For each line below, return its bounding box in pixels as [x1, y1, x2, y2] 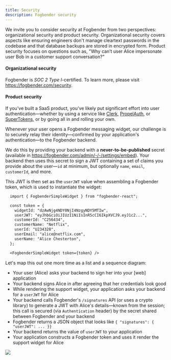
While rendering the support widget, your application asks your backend [12, 286, 165, 292]
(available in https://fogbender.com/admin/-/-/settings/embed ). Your [5, 152, 150, 158]
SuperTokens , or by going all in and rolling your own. [5, 116, 116, 122]
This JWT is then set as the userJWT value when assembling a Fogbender [5, 178, 159, 184]
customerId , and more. [5, 168, 53, 175]
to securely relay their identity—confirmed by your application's [5, 131, 139, 137]
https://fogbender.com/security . [5, 82, 72, 88]
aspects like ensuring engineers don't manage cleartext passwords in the [5, 37, 160, 44]
